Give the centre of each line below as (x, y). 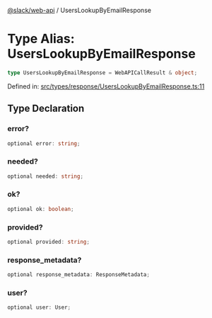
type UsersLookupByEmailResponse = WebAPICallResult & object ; (102, 73)
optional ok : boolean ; (41, 209)
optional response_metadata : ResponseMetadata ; (79, 275)
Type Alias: (41, 39)
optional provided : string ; (49, 242)
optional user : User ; (39, 307)
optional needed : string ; (45, 176)
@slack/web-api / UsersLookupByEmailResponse (79, 10)
